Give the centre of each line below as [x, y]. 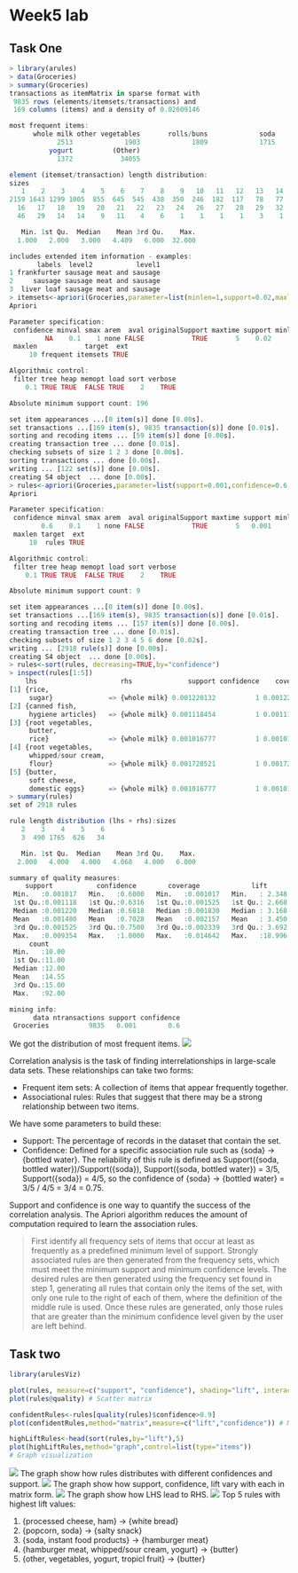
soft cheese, [53, 780]
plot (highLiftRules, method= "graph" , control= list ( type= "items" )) [130, 1447]
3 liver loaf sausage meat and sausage [85, 289]
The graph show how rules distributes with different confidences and [146, 1474]
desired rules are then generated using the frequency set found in [151, 1279]
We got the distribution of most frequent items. [94, 1044]
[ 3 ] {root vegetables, [51, 723]
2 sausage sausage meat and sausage [85, 281]
